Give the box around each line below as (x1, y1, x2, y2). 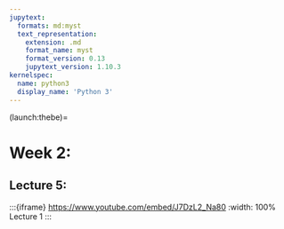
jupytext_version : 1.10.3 (25, 63, 122, 72)
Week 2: (9, 143, 71, 162)
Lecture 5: (9, 178, 68, 193)
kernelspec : (9, 71, 53, 80)
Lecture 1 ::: (9, 210, 52, 222)
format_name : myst (25, 46, 93, 55)
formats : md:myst (17, 21, 82, 30)
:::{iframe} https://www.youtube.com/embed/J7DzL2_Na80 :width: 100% (9, 201, 276, 212)
